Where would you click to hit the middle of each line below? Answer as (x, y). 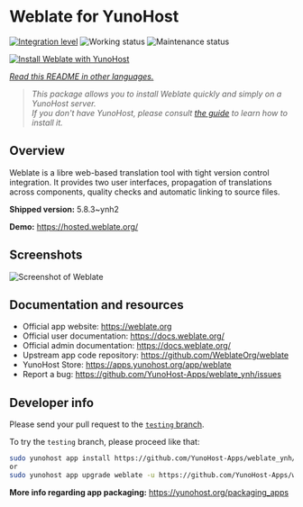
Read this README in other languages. (82, 76)
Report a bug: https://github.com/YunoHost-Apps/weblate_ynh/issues (152, 375)
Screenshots (46, 255)
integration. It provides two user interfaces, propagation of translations (141, 182)
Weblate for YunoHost (94, 17)
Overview (37, 151)
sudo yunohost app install (60, 458)
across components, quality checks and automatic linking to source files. (145, 192)
